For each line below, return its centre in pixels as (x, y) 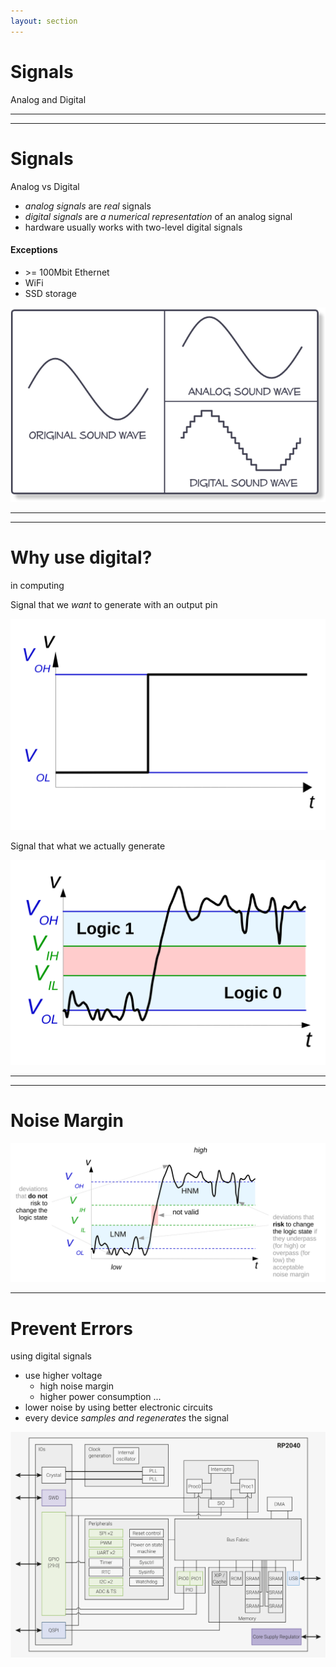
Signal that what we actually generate (88, 846)
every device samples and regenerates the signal (126, 1418)
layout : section (44, 21)
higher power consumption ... (100, 1397)
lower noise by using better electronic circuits (118, 1407)
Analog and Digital (48, 99)
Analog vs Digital (45, 186)
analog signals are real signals (88, 206)
